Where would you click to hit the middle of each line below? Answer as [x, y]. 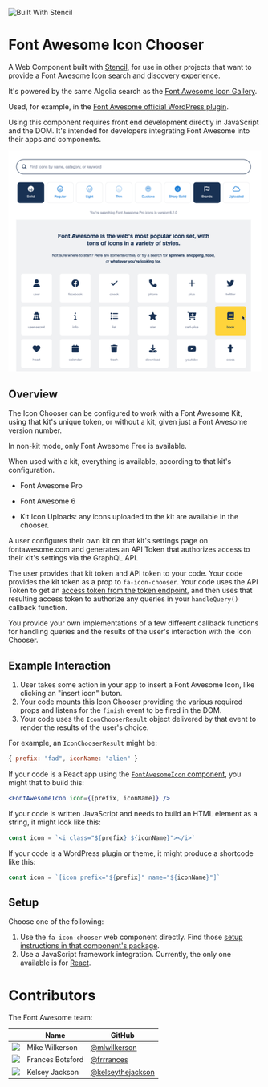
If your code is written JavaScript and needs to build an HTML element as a [133, 813]
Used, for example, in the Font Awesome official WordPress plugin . [118, 106]
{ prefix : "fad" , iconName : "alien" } [73, 759]
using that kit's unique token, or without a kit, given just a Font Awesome [128, 422]
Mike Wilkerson [52, 1048]
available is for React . [55, 963]
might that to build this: [46, 782]
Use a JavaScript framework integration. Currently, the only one [125, 955]
